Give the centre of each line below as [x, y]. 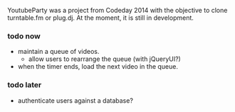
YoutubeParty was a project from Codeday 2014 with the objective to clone [117, 10]
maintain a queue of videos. [58, 52]
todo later [25, 85]
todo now [24, 36]
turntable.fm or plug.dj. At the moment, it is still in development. [101, 18]
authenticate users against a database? [75, 100]
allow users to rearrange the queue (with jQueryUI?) [105, 59]
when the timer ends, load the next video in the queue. [98, 67]
